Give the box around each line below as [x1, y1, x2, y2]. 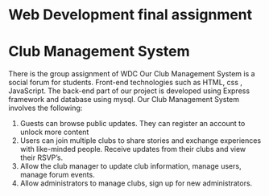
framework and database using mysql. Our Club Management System [8, 95, 240, 104]
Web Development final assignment [8, 6, 253, 24]
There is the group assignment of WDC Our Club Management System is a [8, 69, 255, 79]
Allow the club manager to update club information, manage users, [19, 161, 242, 171]
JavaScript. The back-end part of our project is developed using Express [8, 86, 250, 96]
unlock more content [19, 127, 89, 137]
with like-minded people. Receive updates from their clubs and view [19, 145, 246, 154]
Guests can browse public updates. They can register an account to [19, 119, 246, 129]
